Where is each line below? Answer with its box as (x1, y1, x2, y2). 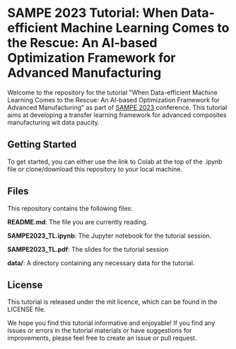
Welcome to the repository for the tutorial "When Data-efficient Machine (7, 88, 218, 97)
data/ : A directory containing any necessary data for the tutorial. (7, 259, 195, 267)
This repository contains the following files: (7, 204, 133, 212)
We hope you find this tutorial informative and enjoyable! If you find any (7, 319, 216, 327)
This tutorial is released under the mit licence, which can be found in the (7, 298, 218, 306)
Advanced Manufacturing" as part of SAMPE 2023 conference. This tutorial (7, 103, 228, 111)
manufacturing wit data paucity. (7, 118, 100, 126)
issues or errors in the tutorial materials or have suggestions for (7, 326, 192, 335)
